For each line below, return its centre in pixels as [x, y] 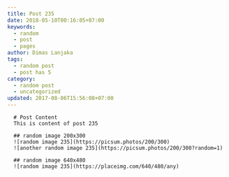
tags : [15, 59]
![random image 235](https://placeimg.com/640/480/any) [96, 167]
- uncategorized [37, 92]
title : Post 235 [31, 14]
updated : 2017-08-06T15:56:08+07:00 [60, 99]
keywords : [22, 27]
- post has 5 [32, 72]
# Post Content [36, 118]
